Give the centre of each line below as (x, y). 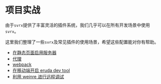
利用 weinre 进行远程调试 (38, 76)
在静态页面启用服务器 (34, 52)
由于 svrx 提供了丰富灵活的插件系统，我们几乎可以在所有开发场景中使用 (77, 25)
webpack (22, 64)
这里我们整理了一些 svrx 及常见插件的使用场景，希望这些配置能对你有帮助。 (82, 42)
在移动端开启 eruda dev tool (41, 70)
